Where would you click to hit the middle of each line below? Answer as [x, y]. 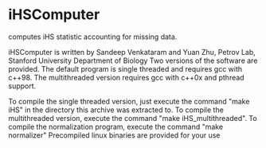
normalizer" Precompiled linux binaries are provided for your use [114, 135]
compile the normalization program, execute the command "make [116, 127]
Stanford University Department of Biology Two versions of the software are [133, 60]
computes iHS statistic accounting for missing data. [93, 37]
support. [22, 86]
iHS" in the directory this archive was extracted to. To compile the [116, 110]
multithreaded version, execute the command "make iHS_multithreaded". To [133, 118]
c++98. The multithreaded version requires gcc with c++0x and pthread [126, 77]
